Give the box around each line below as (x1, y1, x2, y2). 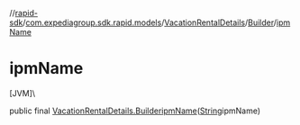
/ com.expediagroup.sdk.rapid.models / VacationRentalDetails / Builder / (22, 17, 277, 28)
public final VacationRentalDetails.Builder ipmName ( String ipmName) (9, 105, 261, 116)
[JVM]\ (9, 87, 36, 98)
